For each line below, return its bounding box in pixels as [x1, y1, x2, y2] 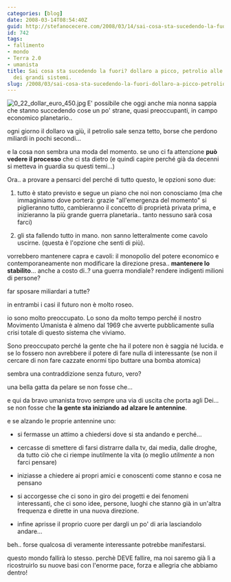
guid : [7, 23, 23, 30]
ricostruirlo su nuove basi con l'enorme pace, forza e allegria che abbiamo [7, 561, 218, 570]
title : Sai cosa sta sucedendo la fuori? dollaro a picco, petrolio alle [7, 67, 223, 74]
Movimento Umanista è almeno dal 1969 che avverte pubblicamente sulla [7, 321, 214, 330]
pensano [16, 479, 43, 487]
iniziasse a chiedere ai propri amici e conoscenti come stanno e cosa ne [16, 471, 222, 480]
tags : [7, 36, 23, 43]
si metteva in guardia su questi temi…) [7, 162, 115, 170]
